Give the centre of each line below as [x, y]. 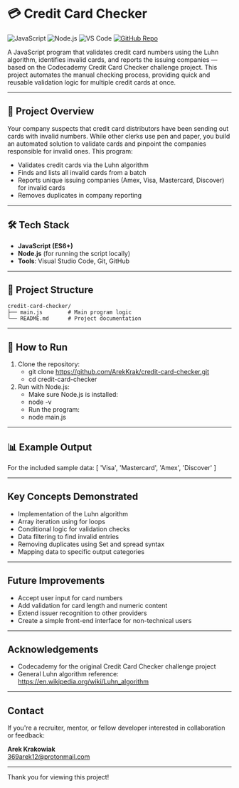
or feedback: [26, 735]
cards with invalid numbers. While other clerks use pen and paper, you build [119, 136]
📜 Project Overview [51, 111]
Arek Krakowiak [31, 749]
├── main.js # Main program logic [70, 313]
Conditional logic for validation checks [74, 529]
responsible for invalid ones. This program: [70, 151]
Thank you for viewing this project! [58, 777]
